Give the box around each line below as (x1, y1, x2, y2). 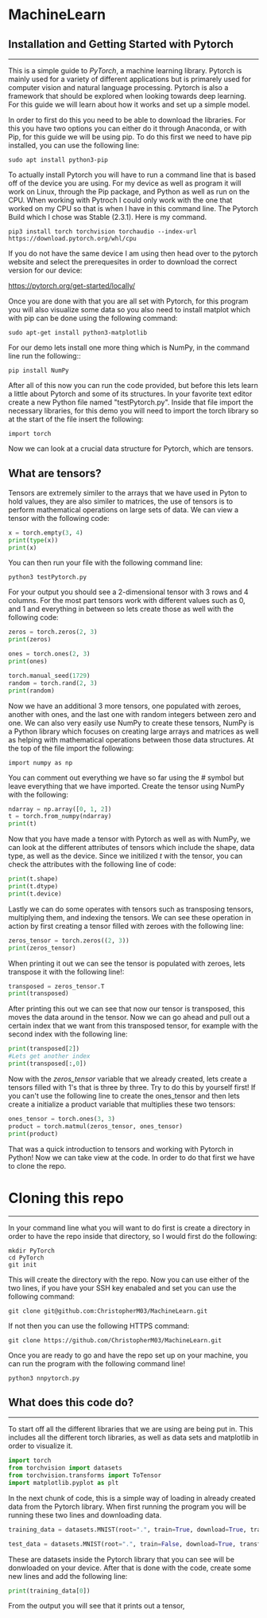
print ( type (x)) (8, 536, 59, 544)
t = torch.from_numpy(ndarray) (8, 813, 112, 821)
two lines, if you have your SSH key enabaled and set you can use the (8, 1283, 237, 1292)
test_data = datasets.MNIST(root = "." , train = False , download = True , (8, 1540, 237, 1548)
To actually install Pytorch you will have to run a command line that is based (8, 170, 256, 179)
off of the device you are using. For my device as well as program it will (8, 178, 242, 188)
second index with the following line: (8, 1029, 128, 1039)
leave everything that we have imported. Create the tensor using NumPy (8, 781, 245, 790)
